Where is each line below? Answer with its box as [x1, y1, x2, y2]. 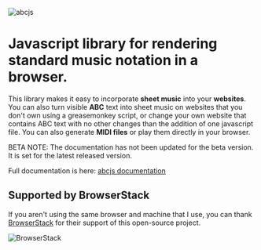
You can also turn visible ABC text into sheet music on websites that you [8, 102, 243, 111]
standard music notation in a [8, 52, 199, 70]
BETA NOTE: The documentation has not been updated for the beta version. [8, 142, 254, 152]
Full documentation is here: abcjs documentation [8, 165, 167, 176]
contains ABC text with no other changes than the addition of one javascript [8, 118, 254, 129]
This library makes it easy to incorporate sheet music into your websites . [8, 94, 246, 103]
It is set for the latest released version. [8, 150, 132, 160]
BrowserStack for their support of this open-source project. [8, 218, 201, 227]
